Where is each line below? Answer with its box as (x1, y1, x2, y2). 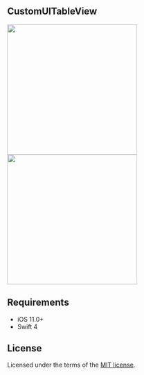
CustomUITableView (7, 6, 98, 17)
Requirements (7, 297, 69, 308)
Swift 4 (17, 322, 38, 331)
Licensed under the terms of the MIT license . (7, 360, 136, 369)
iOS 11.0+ (17, 315, 44, 323)
